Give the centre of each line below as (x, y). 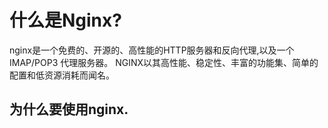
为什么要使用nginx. (69, 109)
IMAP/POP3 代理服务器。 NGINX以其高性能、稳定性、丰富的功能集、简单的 (164, 62)
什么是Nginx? (65, 20)
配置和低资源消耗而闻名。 (62, 75)
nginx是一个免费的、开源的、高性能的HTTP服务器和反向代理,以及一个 (152, 50)
